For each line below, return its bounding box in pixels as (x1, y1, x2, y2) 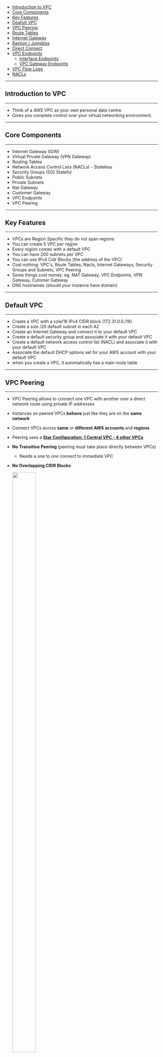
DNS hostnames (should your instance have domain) (12, 283, 118, 288)
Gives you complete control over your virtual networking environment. (12, 112, 152, 118)
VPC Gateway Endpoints (19, 61, 68, 67)
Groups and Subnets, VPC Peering (12, 267, 81, 273)
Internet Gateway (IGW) (12, 148, 60, 154)
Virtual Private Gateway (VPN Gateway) (12, 153, 91, 159)
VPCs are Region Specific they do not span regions (12, 236, 115, 242)
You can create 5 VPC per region (12, 241, 78, 247)
